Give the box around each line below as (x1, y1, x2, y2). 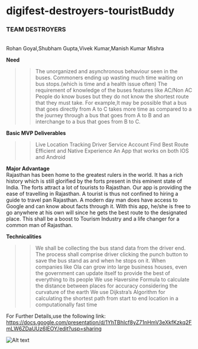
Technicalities (6, 233, 42, 240)
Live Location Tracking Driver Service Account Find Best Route (35, 141, 189, 148)
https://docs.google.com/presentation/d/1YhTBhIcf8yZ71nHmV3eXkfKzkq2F (6, 319, 192, 326)
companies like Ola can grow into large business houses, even (35, 263, 187, 270)
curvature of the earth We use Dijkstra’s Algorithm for (35, 289, 165, 296)
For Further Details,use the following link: (6, 312, 106, 320)
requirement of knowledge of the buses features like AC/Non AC (35, 87, 193, 94)
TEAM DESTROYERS (6, 25, 66, 34)
